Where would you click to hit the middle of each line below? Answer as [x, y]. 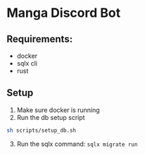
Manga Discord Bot [64, 13]
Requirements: [40, 39]
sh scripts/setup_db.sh [42, 130]
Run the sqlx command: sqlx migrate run [77, 144]
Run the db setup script [51, 117]
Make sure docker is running [58, 110]
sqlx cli [27, 63]
